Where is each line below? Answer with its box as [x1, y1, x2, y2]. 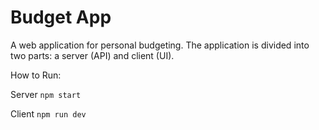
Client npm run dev [10, 107, 87, 120]
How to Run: [10, 69, 62, 81]
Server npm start [10, 88, 82, 100]
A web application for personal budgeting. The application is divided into [10, 39, 310, 51]
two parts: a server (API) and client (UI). [10, 49, 175, 61]
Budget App [10, 6, 112, 29]
